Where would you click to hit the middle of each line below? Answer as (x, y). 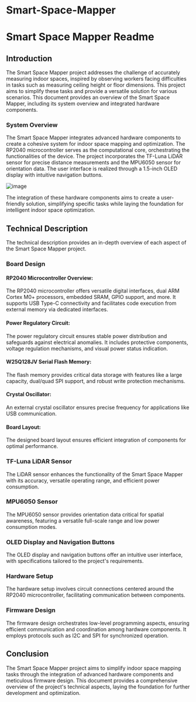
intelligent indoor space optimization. (51, 210)
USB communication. (32, 414)
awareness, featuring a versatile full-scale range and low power (83, 521)
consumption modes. (32, 526)
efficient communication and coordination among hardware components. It (96, 629)
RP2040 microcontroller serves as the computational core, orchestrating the (98, 150)
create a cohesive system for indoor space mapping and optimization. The (96, 144)
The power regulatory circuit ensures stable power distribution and (87, 336)
